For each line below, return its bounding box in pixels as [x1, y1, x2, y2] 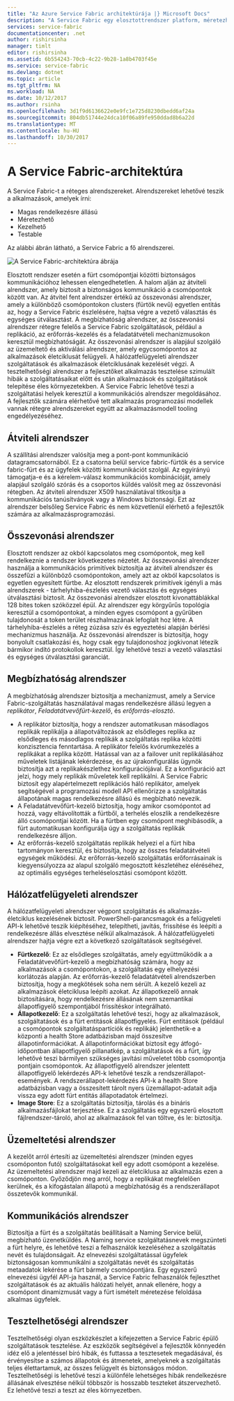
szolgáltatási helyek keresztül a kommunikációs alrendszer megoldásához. [7, 389, 221, 398]
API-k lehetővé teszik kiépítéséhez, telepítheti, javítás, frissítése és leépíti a [7, 922, 223, 930]
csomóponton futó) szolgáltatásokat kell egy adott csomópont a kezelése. [7, 1160, 219, 1168]
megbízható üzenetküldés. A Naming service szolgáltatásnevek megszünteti [7, 1236, 226, 1244]
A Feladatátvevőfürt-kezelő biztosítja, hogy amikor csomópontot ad [17, 801, 211, 810]
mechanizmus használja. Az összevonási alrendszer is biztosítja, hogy [7, 630, 209, 639]
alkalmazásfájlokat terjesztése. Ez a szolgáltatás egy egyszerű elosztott [17, 1106, 224, 1115]
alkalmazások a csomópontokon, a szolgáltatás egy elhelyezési [17, 965, 200, 973]
